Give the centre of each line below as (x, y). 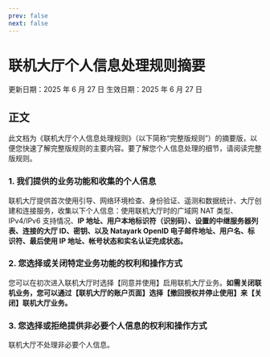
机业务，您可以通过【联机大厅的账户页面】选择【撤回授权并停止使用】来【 (131, 293)
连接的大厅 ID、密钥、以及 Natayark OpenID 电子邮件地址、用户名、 (135, 230)
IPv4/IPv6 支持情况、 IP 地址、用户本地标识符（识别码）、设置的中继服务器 (130, 220)
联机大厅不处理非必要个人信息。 (61, 345)
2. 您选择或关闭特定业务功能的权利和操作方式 (96, 264)
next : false (28, 23)
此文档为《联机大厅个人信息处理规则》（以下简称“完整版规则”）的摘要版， (129, 139)
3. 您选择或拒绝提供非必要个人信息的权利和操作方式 (108, 326)
